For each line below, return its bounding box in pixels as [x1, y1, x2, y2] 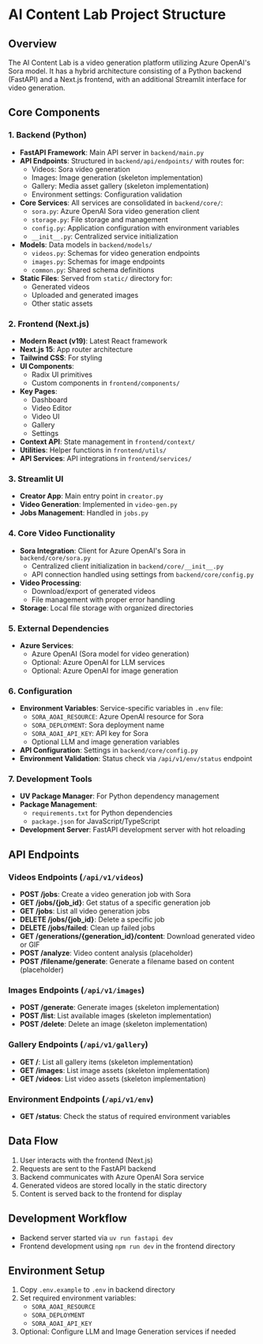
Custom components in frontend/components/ [31, 377, 180, 388]
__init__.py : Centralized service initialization [31, 231, 178, 241]
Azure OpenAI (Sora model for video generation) [31, 649, 190, 659]
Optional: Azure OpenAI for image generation [31, 666, 179, 675]
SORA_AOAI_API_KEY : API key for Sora [31, 729, 148, 738]
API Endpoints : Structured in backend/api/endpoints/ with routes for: [19, 156, 245, 165]
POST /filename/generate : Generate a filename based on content [19, 957, 235, 967]
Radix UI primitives [31, 370, 93, 379]
